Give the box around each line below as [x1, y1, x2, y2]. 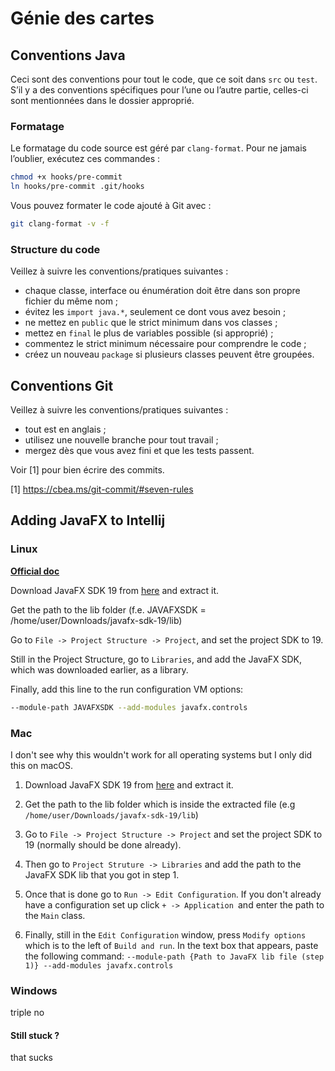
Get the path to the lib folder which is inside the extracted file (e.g [24, 798, 296, 810]
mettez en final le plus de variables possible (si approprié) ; [24, 327, 274, 339]
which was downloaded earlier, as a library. [10, 663, 189, 676]
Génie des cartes [10, 7, 155, 30]
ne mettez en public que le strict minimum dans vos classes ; [24, 317, 278, 329]
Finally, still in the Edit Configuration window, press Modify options [24, 928, 307, 941]
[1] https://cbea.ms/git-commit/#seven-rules [10, 483, 194, 496]
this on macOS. [10, 759, 74, 771]
